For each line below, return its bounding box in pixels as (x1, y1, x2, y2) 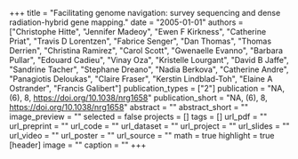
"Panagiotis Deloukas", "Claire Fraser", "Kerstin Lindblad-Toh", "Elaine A (9, 74, 273, 83)
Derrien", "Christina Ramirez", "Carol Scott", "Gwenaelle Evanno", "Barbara (9, 45, 283, 56)
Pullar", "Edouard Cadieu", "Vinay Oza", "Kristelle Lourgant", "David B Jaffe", (9, 55, 289, 65)
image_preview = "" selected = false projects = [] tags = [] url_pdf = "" (9, 111, 268, 122)
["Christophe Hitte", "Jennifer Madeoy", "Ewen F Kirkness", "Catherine (9, 27, 267, 36)
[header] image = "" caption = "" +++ (9, 139, 147, 150)
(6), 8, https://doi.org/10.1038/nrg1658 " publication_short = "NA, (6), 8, (9, 92, 269, 103)
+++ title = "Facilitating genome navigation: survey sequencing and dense (9, 8, 281, 18)
